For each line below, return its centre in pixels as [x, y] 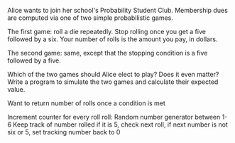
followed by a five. [34, 60]
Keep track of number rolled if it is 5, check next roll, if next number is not [121, 125]
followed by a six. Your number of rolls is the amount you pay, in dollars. [113, 39]
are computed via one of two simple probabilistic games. [91, 18]
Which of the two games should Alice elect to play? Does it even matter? [113, 74]
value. [16, 89]
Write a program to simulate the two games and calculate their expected [113, 82]
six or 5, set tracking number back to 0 [64, 132]
